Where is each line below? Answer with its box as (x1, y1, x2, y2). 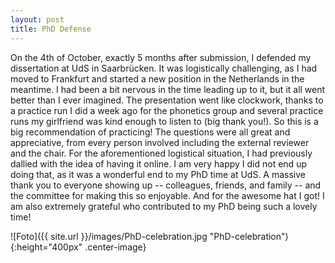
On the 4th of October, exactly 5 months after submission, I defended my (10, 51, 312, 63)
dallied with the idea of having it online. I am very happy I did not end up (10, 157, 307, 170)
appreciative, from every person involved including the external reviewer (10, 136, 310, 148)
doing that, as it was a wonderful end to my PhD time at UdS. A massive (10, 168, 306, 180)
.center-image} (84, 241, 147, 253)
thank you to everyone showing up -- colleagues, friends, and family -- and (10, 179, 322, 191)
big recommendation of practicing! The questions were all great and (10, 126, 291, 138)
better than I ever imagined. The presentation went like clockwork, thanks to (10, 94, 324, 106)
